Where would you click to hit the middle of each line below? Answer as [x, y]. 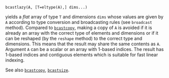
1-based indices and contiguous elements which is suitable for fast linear [82, 55]
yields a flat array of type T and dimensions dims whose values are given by [84, 17]
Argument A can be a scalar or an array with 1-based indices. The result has [84, 49]
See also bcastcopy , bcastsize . [37, 70]
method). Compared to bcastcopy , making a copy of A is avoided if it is [79, 28]
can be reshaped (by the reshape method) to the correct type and [74, 38]
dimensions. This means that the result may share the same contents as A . [83, 44]
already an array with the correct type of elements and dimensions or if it [82, 33]
